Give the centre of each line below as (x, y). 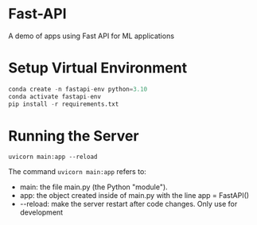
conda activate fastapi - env (55, 96)
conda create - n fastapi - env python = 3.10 (78, 89)
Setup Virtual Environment (98, 68)
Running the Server (74, 136)
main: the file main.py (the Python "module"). (94, 187)
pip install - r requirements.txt (64, 104)
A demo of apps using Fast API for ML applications (92, 36)
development (41, 212)
